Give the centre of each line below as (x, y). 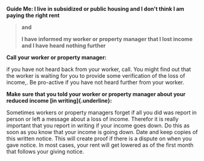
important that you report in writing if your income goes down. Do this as (98, 125)
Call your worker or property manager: (57, 57)
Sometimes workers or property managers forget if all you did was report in (102, 112)
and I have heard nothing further (63, 46)
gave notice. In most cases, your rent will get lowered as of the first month (100, 145)
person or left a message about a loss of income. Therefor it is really (93, 119)
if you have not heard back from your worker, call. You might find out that (99, 69)
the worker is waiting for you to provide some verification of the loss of (96, 76)
